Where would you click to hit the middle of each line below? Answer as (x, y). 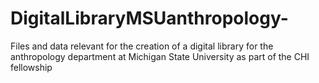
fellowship (31, 67)
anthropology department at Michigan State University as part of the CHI (160, 56)
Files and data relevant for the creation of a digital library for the (142, 46)
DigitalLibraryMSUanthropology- (149, 18)
